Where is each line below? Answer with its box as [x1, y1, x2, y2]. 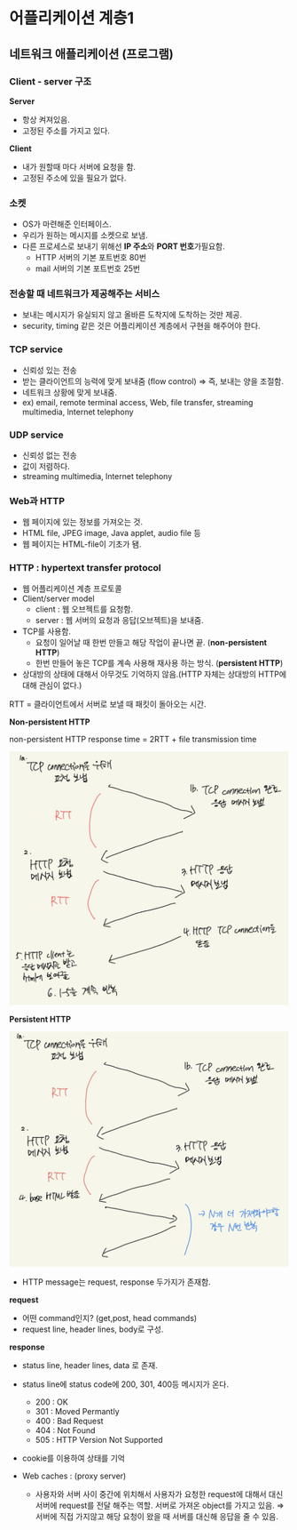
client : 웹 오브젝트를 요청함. [35, 604, 134, 614]
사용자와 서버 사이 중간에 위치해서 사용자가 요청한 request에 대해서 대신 [35, 1488, 284, 1499]
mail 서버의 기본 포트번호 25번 [35, 263, 140, 274]
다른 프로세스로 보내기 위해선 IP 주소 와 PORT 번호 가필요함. [21, 241, 225, 252]
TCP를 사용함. [21, 626, 72, 637]
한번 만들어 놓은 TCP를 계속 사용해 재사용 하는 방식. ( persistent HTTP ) [35, 657, 284, 668]
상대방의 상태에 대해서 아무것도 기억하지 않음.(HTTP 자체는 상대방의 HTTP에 [21, 669, 286, 679]
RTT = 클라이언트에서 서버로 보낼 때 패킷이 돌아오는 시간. [9, 699, 207, 709]
